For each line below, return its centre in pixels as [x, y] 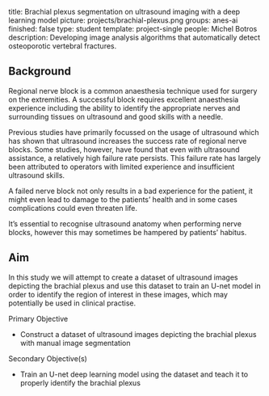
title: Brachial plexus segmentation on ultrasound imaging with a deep [124, 12]
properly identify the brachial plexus [80, 382]
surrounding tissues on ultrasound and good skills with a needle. [116, 116]
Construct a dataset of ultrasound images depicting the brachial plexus [138, 334]
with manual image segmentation [75, 343]
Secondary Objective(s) [48, 358]
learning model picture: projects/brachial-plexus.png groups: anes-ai [123, 20]
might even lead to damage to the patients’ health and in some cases [123, 199]
